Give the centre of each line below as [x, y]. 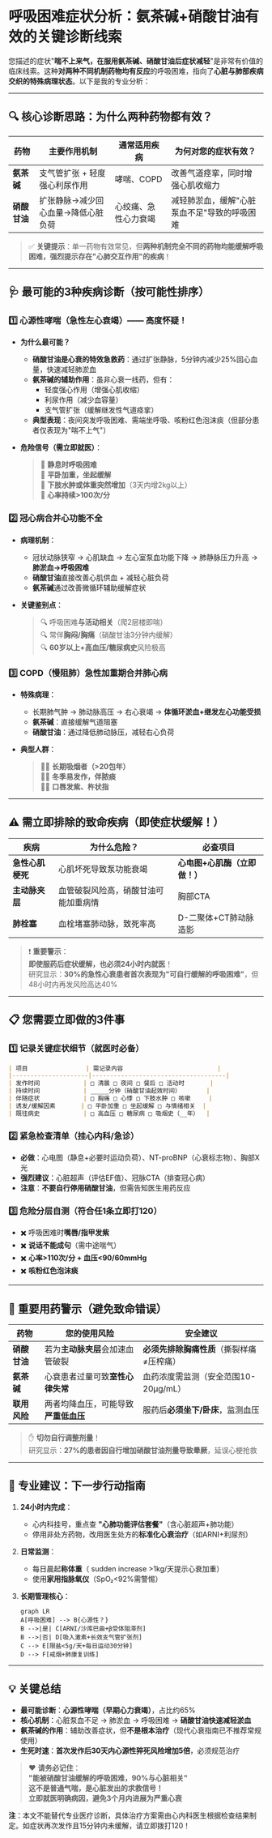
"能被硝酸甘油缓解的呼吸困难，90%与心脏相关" [108, 1778]
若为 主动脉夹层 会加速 [85, 1349]
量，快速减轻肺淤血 [64, 370]
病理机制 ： [38, 540]
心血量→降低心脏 [72, 212]
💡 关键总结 [35, 1689]
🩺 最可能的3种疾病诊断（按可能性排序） [109, 292]
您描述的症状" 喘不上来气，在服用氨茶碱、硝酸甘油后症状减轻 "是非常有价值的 [136, 61]
